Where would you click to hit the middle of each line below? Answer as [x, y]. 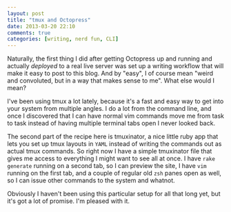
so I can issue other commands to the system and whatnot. [91, 180]
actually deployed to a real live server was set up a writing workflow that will [115, 66]
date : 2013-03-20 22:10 [41, 26]
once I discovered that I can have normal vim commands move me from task [116, 116]
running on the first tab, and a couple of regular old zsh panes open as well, [114, 173]
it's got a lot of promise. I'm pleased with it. [68, 201]
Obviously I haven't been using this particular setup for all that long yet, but [114, 194]
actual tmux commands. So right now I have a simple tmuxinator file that [110, 151]
